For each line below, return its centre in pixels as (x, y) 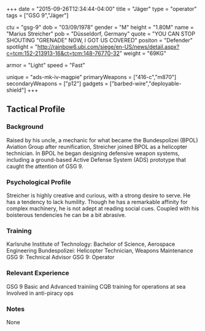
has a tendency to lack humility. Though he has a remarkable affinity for (97, 202)
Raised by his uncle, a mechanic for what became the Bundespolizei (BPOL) (102, 140)
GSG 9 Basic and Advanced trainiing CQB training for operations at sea (96, 286)
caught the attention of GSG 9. (45, 166)
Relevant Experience (38, 273)
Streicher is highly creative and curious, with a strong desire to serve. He (99, 195)
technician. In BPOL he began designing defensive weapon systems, (93, 153)
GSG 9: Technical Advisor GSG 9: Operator (60, 257)
